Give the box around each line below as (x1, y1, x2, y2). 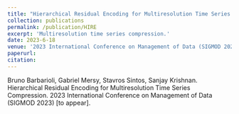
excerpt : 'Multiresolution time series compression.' (7, 30, 171, 38)
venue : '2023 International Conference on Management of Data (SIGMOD (7, 43, 221, 50)
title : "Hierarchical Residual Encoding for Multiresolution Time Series (7, 10, 231, 18)
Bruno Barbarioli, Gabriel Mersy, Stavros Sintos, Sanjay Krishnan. (7, 76, 198, 84)
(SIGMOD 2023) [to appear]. (7, 98, 91, 107)
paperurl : (7, 50, 37, 57)
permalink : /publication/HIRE (7, 23, 97, 30)
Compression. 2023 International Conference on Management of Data (7, 91, 213, 99)
